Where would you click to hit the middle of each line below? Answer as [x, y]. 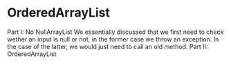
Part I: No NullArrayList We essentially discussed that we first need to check [115, 32]
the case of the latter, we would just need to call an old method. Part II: [108, 46]
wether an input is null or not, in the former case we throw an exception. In [113, 39]
